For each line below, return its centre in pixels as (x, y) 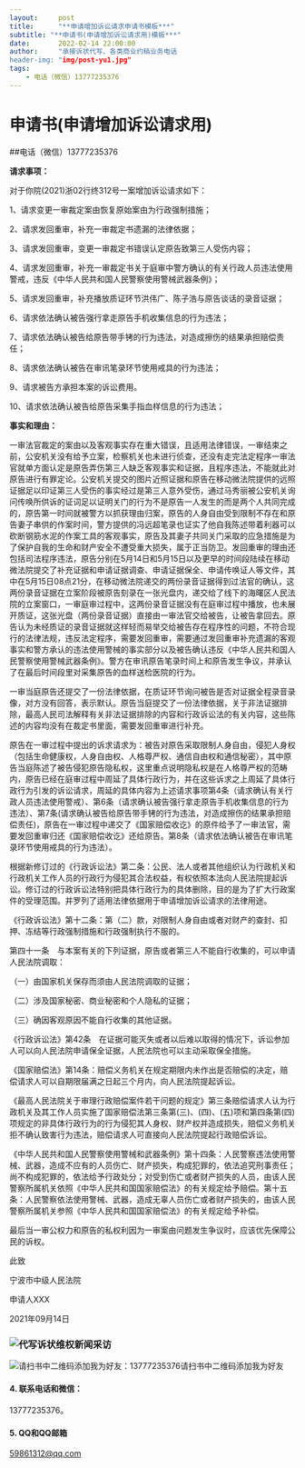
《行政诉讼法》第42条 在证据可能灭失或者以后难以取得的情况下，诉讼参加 (150, 1039)
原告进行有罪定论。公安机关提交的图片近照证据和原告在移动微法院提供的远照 (152, 479)
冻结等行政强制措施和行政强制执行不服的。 (104, 931)
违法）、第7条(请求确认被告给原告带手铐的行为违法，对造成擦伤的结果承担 (147, 813)
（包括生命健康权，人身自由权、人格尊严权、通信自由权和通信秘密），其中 (147, 756)
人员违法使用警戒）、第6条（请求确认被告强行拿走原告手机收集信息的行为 (152, 802)
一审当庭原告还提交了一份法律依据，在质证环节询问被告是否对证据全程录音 (148, 691)
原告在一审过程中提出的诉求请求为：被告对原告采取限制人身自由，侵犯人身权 (152, 744)
